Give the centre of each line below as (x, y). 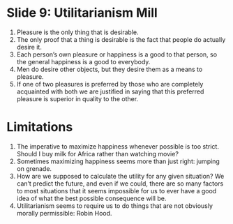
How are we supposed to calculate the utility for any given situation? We (120, 176)
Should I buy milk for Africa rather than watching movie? (98, 154)
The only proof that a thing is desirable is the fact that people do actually (121, 39)
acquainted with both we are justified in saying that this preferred (110, 91)
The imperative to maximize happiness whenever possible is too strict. (118, 146)
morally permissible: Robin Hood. (64, 213)
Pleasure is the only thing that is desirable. (77, 32)
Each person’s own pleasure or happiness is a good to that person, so (117, 54)
